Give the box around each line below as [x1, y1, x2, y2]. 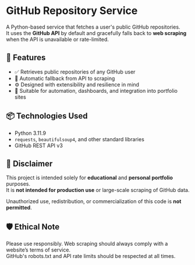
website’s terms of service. [6, 246, 71, 253]
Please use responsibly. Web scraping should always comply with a [6, 240, 168, 247]
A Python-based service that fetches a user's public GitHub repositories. [6, 23, 180, 30]
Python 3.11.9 [14, 130, 47, 137]
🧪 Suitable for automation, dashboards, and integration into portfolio [14, 87, 178, 94]
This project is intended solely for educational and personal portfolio [6, 174, 173, 182]
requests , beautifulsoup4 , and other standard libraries [14, 135, 144, 142]
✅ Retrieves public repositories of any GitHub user [14, 68, 136, 75]
